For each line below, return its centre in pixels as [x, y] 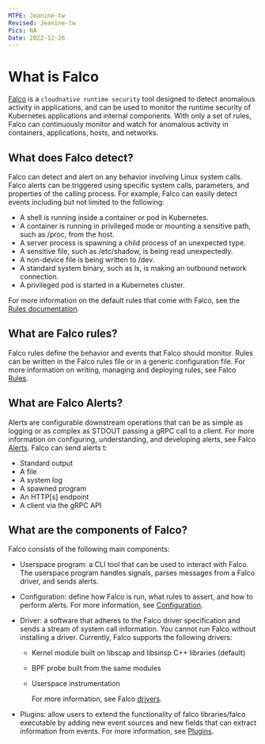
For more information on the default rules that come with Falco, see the [124, 300]
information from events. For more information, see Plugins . [117, 731]
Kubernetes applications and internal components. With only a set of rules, [130, 116]
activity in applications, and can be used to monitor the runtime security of [130, 107]
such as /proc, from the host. [67, 234]
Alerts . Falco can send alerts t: [58, 447]
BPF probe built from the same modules [96, 669]
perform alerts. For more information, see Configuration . [111, 605]
